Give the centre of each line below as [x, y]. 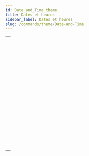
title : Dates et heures [30, 15]
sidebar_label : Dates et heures [39, 19]
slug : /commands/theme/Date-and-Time [45, 24]
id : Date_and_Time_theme [31, 10]
